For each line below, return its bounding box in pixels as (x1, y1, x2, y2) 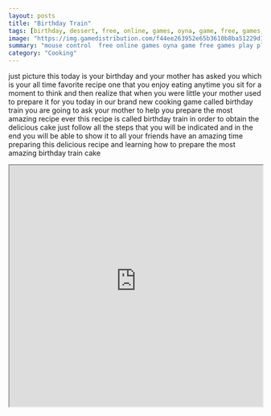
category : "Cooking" (8, 49, 78, 57)
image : (8, 34, 31, 43)
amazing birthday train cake (8, 148, 101, 158)
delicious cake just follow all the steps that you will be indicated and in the (8, 122, 253, 132)
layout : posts (8, 11, 56, 20)
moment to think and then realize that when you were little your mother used (8, 89, 261, 97)
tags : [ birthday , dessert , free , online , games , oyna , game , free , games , (8, 27, 265, 35)
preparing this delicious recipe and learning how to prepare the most (8, 140, 236, 149)
